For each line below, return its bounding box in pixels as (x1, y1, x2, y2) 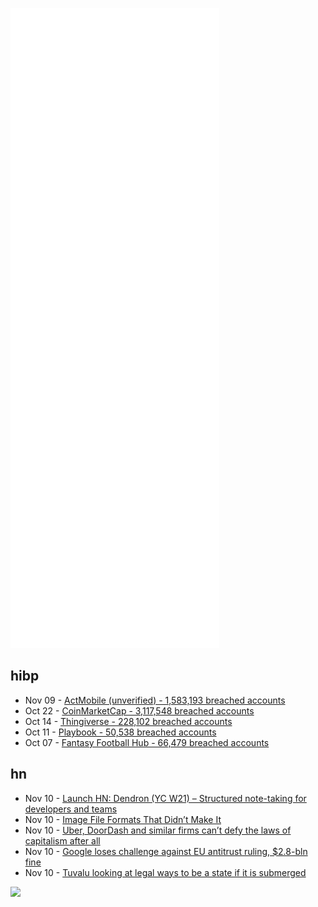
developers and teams (24, 803, 118, 815)
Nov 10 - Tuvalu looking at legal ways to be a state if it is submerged (24, 866, 307, 878)
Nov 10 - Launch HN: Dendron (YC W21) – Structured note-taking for (24, 792, 307, 804)
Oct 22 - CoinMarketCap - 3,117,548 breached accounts (24, 704, 255, 717)
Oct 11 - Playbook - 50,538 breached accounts (24, 726, 217, 738)
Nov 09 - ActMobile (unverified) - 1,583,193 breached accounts (24, 694, 286, 706)
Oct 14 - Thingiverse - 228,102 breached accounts (24, 715, 233, 727)
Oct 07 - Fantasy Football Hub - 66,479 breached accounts (24, 736, 270, 748)
